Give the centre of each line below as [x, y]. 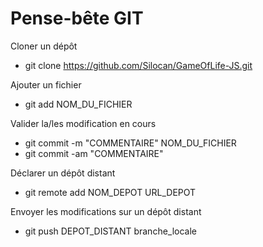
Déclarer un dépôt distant [63, 173]
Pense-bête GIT [77, 18]
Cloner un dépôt [44, 46]
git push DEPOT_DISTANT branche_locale [111, 231]
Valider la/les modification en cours [83, 123]
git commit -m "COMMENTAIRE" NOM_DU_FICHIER [130, 143]
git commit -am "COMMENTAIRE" [94, 153]
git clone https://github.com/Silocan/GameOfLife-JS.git [138, 65]
